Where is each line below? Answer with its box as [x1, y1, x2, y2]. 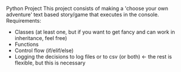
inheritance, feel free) [14, 35, 68, 41]
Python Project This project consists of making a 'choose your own [6, 5, 169, 12]
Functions [14, 41, 39, 48]
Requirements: [6, 17, 41, 24]
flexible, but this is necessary [14, 59, 86, 66]
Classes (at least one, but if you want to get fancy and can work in [14, 28, 175, 35]
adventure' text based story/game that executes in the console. [6, 11, 159, 18]
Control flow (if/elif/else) [14, 47, 74, 54]
